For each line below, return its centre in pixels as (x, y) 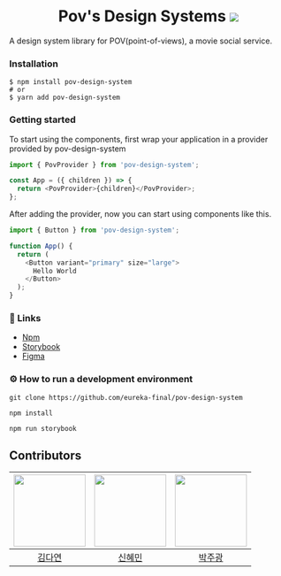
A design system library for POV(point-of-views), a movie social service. (140, 41)
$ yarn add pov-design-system (65, 98)
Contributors (46, 456)
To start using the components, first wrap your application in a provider (139, 139)
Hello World (54, 271)
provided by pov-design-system (68, 149)
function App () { (41, 246)
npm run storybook (43, 428)
